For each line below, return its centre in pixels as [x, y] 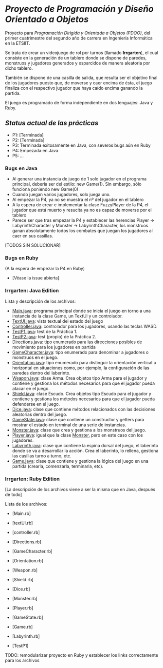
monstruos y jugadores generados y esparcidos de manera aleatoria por [78, 63]
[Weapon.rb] [25, 570]
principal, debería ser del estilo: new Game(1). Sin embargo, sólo [77, 184]
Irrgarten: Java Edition [32, 291]
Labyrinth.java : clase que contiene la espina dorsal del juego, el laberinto [85, 445]
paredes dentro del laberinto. [41, 373]
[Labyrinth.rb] [26, 636]
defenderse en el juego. [36, 404]
